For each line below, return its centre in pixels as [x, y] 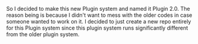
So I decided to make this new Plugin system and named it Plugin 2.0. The [98, 9]
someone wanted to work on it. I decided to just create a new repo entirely [99, 21]
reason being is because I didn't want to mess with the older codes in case [99, 15]
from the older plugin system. [43, 34]
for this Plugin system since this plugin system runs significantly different [97, 28]
